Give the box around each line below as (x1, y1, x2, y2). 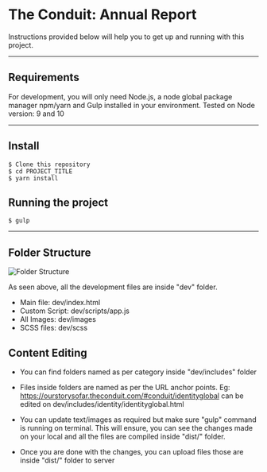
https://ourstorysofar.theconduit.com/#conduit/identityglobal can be (19, 391, 244, 400)
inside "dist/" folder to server (19, 455, 115, 465)
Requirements (8, 71, 79, 84)
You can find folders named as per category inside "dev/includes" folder (19, 367, 257, 377)
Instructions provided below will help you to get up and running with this (8, 32, 245, 41)
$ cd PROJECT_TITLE (8, 167, 73, 176)
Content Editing (8, 346, 87, 359)
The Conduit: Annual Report (8, 6, 197, 24)
